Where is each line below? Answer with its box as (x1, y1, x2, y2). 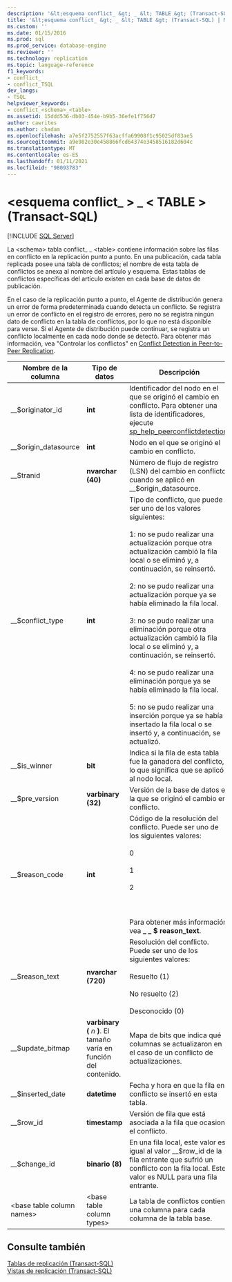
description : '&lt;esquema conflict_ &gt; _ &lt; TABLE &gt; (7, 10, 187, 17)
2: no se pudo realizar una (128, 581, 214, 591)
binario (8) (86, 1159, 122, 1169)
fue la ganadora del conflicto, (128, 756, 224, 766)
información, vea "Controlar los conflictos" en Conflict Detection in (7, 339, 197, 348)
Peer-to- (198, 339, 223, 348)
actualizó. (128, 737, 161, 746)
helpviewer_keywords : (7, 100, 70, 107)
